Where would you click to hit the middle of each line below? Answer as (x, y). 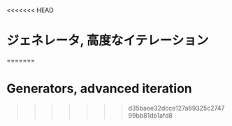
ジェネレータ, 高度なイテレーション (108, 41)
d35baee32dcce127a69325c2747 (176, 108)
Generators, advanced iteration (100, 89)
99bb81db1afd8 (150, 115)
